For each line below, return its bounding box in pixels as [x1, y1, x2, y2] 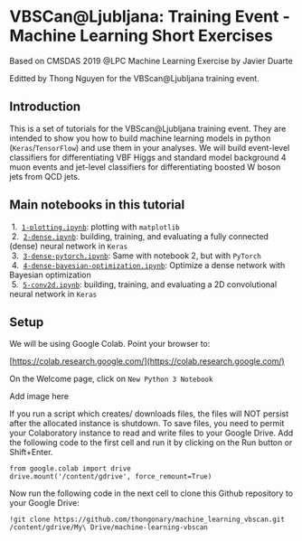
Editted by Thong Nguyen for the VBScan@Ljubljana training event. [9, 72, 260, 83]
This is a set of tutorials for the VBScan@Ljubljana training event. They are [9, 123, 287, 134]
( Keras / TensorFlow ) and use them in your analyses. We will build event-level [9, 142, 290, 153]
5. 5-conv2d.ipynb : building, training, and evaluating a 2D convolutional [11, 278, 278, 290]
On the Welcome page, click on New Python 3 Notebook [9, 373, 213, 385]
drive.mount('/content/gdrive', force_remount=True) [9, 472, 212, 481]
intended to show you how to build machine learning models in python [9, 133, 271, 144]
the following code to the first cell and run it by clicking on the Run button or [9, 437, 293, 448]
